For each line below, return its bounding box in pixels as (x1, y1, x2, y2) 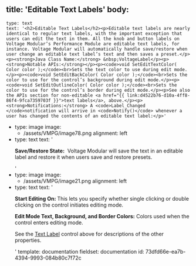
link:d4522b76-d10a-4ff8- (127, 92, 191, 98)
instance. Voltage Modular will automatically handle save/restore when (6, 46, 188, 52)
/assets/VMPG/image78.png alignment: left (23, 129, 128, 137)
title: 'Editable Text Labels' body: (6, 5, 129, 15)
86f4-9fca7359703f (6, 97, 51, 104)
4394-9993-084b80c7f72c (14, 254, 82, 261)
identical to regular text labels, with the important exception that (6, 31, 183, 36)
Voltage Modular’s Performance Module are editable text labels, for (6, 41, 180, 46)
